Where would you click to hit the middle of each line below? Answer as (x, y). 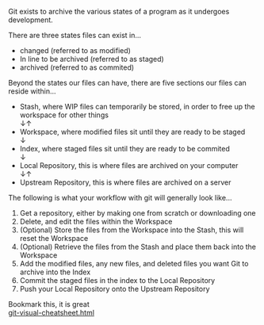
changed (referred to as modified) (75, 50)
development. (31, 20)
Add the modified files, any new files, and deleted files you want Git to (134, 264)
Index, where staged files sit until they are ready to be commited (124, 149)
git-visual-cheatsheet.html (52, 313)
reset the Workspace (54, 238)
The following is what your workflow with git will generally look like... (120, 198)
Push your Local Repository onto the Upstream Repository (115, 289)
